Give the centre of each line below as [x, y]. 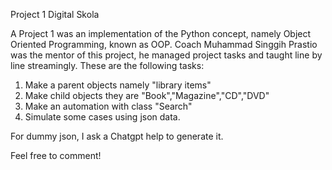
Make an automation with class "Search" [108, 106]
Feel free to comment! [56, 155]
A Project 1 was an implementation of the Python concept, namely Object [161, 33]
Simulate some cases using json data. [102, 117]
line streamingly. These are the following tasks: [107, 65]
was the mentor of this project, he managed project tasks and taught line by [166, 55]
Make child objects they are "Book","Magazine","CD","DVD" [147, 95]
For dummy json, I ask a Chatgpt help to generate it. [117, 136]
